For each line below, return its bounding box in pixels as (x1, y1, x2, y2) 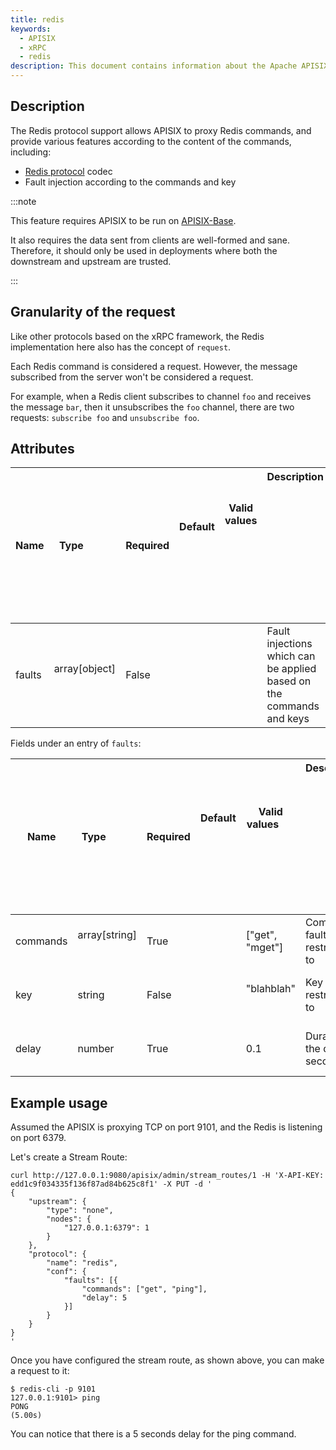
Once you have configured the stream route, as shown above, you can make (10, 1354, 325, 1366)
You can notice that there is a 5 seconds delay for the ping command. (10, 1428, 297, 1440)
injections (266, 637, 313, 651)
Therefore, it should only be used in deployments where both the (10, 244, 278, 256)
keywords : (10, 24, 52, 34)
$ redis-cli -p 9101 (10, 1384, 97, 1395)
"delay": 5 (81, 1293, 128, 1303)
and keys (266, 712, 310, 726)
